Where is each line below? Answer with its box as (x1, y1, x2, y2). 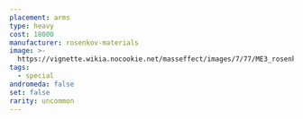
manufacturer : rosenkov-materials (9, 38, 140, 47)
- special (17, 72, 54, 81)
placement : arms (9, 13, 70, 22)
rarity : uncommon (9, 96, 75, 106)
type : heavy (9, 21, 54, 30)
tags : (9, 64, 30, 72)
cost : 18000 (9, 30, 54, 38)
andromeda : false (9, 80, 75, 89)
